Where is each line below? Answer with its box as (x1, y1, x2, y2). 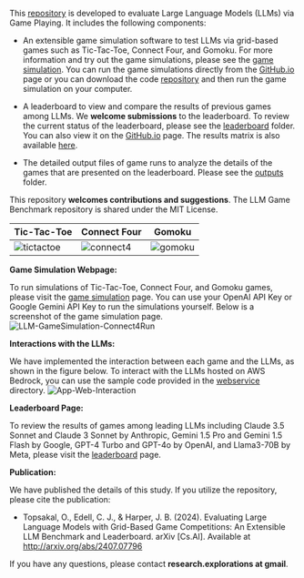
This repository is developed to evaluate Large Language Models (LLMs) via (9, 8, 295, 18)
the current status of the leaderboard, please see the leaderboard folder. (22, 120, 296, 131)
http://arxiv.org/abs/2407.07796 (22, 541, 143, 552)
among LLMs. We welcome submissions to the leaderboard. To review (22, 111, 289, 121)
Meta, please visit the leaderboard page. (9, 450, 162, 460)
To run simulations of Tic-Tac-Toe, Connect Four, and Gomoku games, (9, 282, 273, 292)
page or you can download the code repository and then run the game (22, 74, 287, 85)
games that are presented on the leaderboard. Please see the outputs (22, 167, 284, 177)
